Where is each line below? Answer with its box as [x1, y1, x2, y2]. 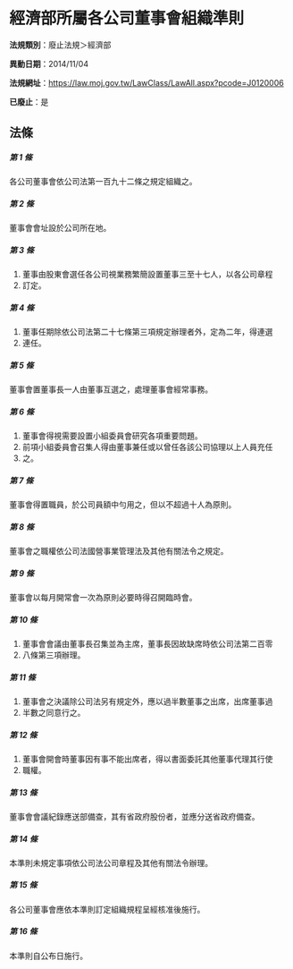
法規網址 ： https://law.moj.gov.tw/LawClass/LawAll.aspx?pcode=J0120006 [9, 77, 284, 88]
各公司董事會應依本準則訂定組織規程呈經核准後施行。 [9, 904, 205, 914]
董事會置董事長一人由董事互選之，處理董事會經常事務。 [9, 384, 213, 395]
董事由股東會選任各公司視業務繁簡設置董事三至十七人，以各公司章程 [21, 269, 273, 280]
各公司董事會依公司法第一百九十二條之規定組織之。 [9, 176, 197, 187]
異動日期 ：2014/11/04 [9, 58, 89, 69]
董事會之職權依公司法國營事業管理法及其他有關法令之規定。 [9, 546, 229, 557]
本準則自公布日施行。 [9, 950, 88, 961]
